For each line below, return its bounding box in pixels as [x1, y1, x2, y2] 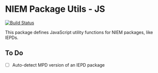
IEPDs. [5, 35, 19, 40]
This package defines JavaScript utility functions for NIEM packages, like [5, 29, 153, 35]
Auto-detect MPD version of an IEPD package [12, 62, 105, 68]
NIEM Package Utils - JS [5, 3, 105, 15]
